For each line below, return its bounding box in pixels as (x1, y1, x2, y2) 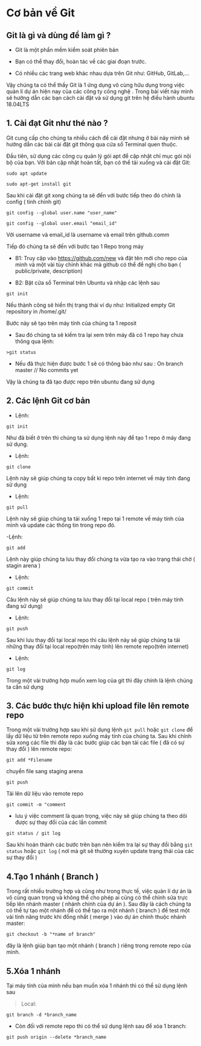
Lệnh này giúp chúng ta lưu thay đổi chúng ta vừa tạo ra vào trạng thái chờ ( (6, 555, 196, 563)
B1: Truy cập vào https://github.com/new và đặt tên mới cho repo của (14, 254, 188, 261)
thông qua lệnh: (14, 338, 54, 345)
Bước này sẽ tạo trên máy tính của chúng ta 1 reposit (6, 319, 137, 327)
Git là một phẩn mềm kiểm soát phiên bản (14, 46, 119, 53)
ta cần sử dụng (6, 683, 44, 690)
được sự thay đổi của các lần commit (14, 819, 107, 826)
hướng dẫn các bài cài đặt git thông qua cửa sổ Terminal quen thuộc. (6, 140, 178, 148)
